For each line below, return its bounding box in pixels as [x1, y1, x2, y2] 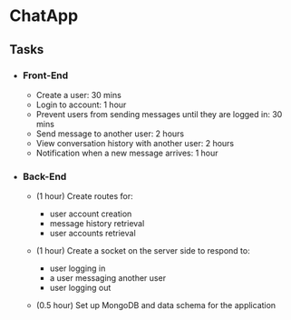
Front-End [22, 69, 69, 82]
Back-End [22, 170, 67, 183]
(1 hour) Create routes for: [35, 191, 133, 202]
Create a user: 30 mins [35, 89, 122, 100]
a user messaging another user [49, 273, 166, 284]
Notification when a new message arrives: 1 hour [35, 147, 219, 158]
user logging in [49, 263, 106, 274]
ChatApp [9, 5, 79, 26]
